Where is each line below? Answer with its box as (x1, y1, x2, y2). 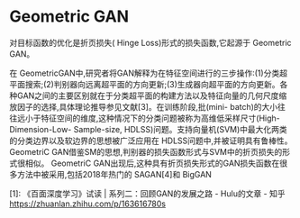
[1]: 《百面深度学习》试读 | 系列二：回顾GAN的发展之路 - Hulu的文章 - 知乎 (9, 187, 286, 199)
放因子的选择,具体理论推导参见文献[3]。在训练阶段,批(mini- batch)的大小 (9, 101, 278, 112)
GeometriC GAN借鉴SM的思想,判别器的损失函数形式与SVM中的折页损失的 (9, 146, 283, 157)
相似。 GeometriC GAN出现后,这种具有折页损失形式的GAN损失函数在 (24, 158, 280, 168)
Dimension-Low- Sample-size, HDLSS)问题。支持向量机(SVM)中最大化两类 (9, 123, 288, 134)
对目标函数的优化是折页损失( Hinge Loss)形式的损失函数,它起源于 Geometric (9, 37, 292, 48)
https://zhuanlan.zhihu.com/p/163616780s (9, 198, 167, 209)
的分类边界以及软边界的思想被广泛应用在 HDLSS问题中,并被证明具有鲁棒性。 (9, 135, 293, 146)
